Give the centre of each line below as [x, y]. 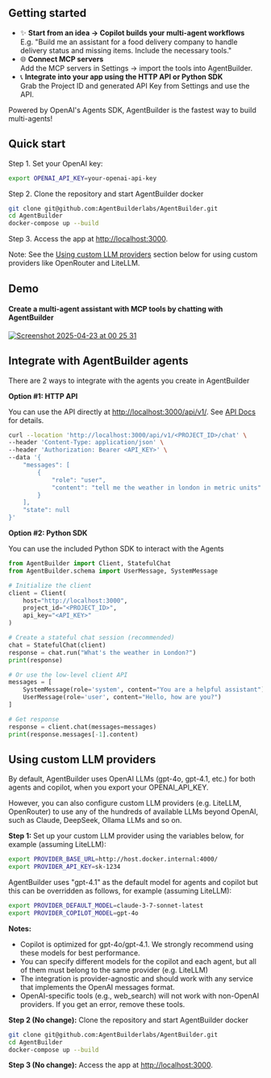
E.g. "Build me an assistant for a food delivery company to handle [129, 42]
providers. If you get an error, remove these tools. [102, 1004]
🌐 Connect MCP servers [62, 59]
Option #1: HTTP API [43, 396]
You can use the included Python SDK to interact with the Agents [116, 549]
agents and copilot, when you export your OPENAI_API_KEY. [108, 787]
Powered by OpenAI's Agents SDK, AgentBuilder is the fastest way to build [132, 110]
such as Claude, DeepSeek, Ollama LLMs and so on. [95, 820]
